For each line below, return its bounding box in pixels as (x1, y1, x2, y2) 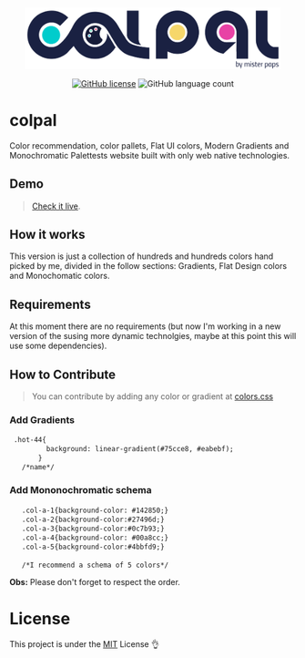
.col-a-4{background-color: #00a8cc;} (21, 533, 169, 542)
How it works (9, 226, 86, 242)
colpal (9, 109, 57, 130)
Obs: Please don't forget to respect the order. (9, 576, 180, 587)
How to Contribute (9, 366, 117, 382)
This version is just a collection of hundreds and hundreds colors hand (9, 251, 274, 262)
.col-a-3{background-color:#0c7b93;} (21, 524, 166, 533)
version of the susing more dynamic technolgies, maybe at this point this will (9, 331, 297, 342)
